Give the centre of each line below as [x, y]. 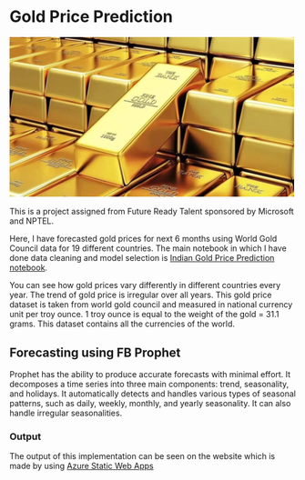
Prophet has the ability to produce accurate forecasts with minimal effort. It [150, 374]
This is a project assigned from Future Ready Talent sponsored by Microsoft [152, 212]
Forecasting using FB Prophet [95, 352]
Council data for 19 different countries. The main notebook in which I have [148, 248]
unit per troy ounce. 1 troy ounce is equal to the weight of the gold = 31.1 [144, 315]
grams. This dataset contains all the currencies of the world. [122, 324]
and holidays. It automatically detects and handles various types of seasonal [152, 394]
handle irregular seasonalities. [66, 413]
